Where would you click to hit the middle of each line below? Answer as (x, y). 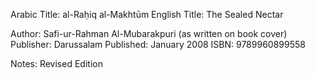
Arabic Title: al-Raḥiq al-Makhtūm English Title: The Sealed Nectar (147, 14)
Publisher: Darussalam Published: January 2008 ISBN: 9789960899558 (158, 44)
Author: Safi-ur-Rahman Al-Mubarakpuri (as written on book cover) (149, 33)
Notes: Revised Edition (56, 63)
